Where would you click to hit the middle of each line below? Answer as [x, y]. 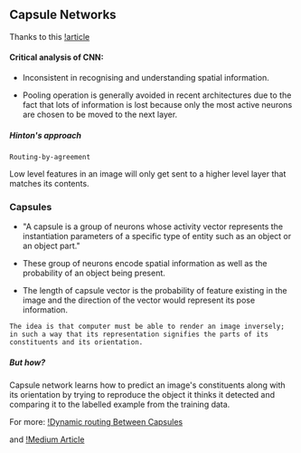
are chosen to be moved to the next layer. [100, 115]
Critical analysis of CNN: [56, 57]
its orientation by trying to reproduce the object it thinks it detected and [142, 395]
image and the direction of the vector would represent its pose [139, 300]
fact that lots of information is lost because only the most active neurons [157, 105]
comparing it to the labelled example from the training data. [120, 405]
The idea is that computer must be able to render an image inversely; [147, 327]
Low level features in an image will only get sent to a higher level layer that [148, 173]
